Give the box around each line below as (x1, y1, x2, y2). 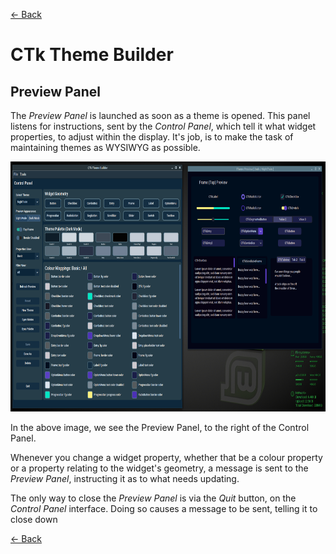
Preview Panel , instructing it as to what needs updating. (10, 473, 240, 484)
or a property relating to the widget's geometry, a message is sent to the (10, 462, 309, 474)
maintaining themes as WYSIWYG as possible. (10, 142, 201, 153)
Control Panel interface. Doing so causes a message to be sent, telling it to (10, 503, 318, 514)
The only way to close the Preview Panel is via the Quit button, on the (10, 492, 297, 504)
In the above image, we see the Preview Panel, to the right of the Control (10, 422, 310, 433)
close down (10, 514, 58, 525)
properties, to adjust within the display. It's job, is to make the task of (10, 131, 294, 143)
